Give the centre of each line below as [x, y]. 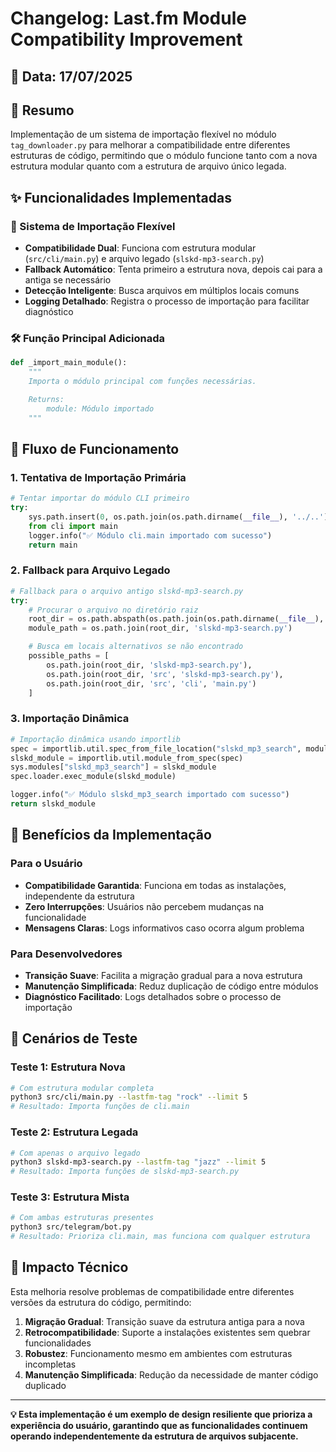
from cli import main [73, 526]
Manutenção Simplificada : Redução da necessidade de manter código [171, 1374]
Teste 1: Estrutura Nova [68, 1067]
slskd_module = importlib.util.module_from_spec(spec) [127, 758]
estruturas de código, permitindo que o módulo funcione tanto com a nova [164, 156]
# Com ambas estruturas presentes [82, 1218]
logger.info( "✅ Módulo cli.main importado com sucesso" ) [150, 535]
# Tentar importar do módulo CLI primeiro [100, 498]
